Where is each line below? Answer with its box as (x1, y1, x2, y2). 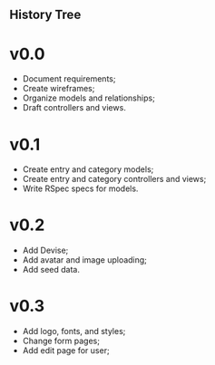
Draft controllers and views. (22, 102, 127, 113)
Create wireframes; (22, 83, 95, 94)
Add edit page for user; (22, 345, 111, 356)
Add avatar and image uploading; (22, 255, 148, 265)
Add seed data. (22, 264, 80, 275)
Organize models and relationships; (22, 92, 156, 103)
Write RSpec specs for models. (22, 183, 139, 194)
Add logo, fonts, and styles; (22, 326, 126, 337)
